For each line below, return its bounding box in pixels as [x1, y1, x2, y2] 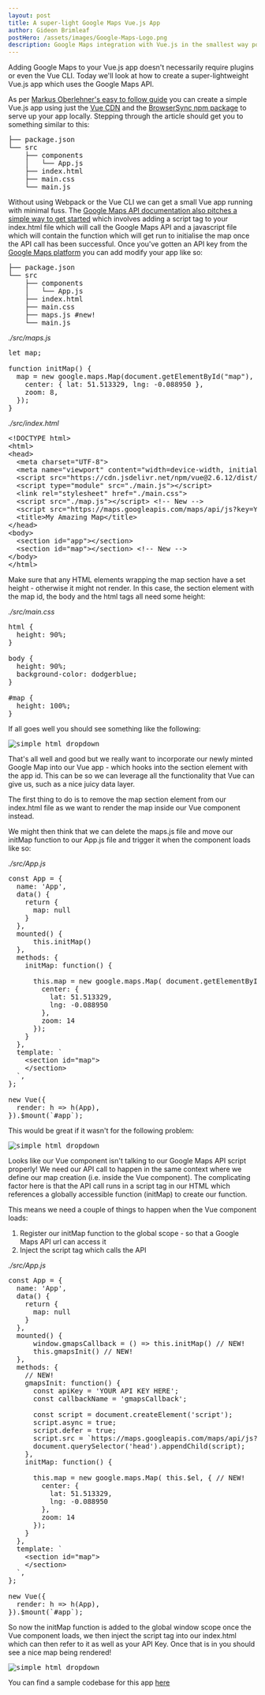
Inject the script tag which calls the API [19, 1246, 147, 1255]
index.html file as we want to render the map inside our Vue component [8, 803, 241, 813]
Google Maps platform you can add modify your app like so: [8, 248, 203, 257]
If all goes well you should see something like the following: [8, 724, 201, 734]
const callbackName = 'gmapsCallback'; [32, 1395, 188, 1404]
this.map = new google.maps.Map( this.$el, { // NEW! [32, 1474, 246, 1483]
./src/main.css [8, 607, 55, 617]
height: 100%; [16, 701, 71, 711]
